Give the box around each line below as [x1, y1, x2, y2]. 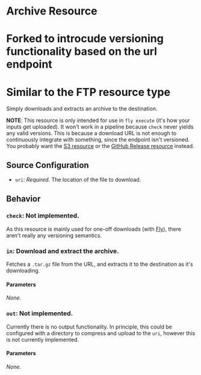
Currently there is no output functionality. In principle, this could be [6, 323, 173, 330]
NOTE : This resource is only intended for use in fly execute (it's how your [6, 117, 191, 124]
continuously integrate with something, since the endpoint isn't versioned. [6, 136, 190, 143]
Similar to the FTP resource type [6, 85, 170, 99]
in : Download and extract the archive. [6, 246, 119, 255]
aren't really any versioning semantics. [6, 231, 102, 239]
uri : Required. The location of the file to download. [14, 176, 141, 184]
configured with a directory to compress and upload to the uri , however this [6, 329, 196, 336]
